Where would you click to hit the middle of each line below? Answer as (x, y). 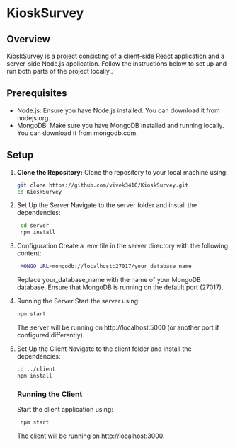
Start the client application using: (65, 409)
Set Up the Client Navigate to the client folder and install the (104, 349)
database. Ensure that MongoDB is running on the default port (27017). (120, 287)
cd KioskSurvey (39, 192)
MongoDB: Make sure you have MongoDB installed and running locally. (120, 125)
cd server (35, 226)
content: (29, 253)
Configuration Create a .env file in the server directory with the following (122, 246)
